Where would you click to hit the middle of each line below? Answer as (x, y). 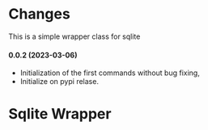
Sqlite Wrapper (60, 114)
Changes (39, 14)
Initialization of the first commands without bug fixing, (110, 73)
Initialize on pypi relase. (59, 82)
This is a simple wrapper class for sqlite (74, 36)
